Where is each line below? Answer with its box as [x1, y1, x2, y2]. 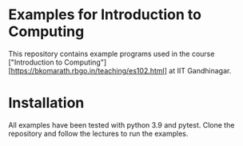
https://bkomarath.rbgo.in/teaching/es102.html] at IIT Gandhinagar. [10, 65, 232, 75]
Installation [8, 94, 85, 112]
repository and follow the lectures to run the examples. [8, 128, 189, 138]
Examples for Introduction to [8, 6, 202, 24]
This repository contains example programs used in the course [8, 49, 215, 58]
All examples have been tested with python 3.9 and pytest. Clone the [8, 120, 235, 129]
